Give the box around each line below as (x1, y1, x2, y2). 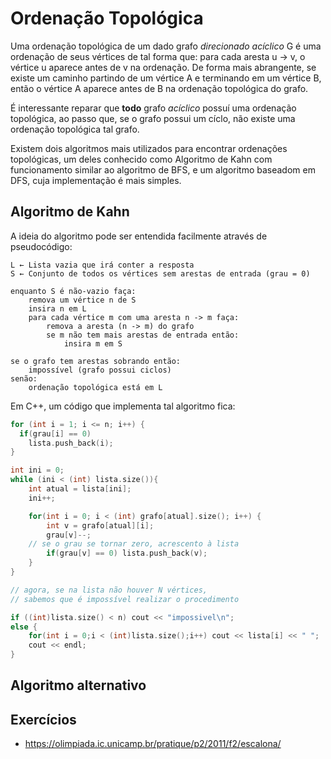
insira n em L (28, 303, 87, 314)
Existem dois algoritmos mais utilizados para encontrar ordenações (10, 142, 288, 154)
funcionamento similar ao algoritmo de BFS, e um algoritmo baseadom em (10, 163, 316, 176)
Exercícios (10, 711, 77, 728)
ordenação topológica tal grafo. (10, 123, 140, 135)
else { (10, 622, 38, 632)
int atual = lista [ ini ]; (28, 484, 132, 494)
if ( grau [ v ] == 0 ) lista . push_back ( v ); (46, 548, 208, 559)
